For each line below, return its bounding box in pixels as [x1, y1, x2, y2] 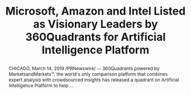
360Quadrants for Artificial [25, 30, 166, 44]
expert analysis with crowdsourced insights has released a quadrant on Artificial [8, 76, 179, 83]
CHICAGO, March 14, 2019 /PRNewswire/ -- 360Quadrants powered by [8, 65, 160, 71]
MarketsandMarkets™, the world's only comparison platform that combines [8, 71, 168, 77]
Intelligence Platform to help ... [8, 82, 74, 89]
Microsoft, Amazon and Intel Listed [5, 4, 186, 18]
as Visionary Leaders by [33, 17, 158, 31]
